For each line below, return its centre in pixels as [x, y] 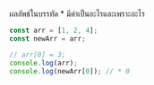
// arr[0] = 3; [38, 54]
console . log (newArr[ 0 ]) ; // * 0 [69, 71]
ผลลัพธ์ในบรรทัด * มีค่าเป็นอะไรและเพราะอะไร [77, 14]
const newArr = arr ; [48, 39]
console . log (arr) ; [43, 63]
